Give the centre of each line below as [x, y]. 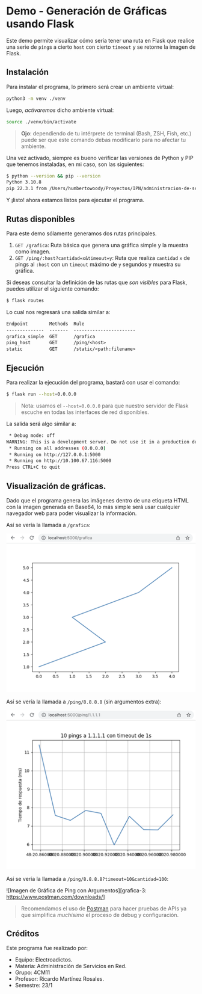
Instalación [28, 73]
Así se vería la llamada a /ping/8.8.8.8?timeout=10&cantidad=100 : [87, 878]
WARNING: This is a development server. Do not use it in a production [98, 442]
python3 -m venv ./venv [36, 98]
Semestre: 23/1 [34, 986]
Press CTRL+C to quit [33, 468]
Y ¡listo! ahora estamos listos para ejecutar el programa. [75, 200]
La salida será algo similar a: [41, 424]
